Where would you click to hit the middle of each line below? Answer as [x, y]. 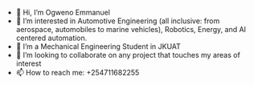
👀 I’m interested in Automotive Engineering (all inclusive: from [118, 21]
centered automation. [51, 38]
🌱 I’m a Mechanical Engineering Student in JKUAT [98, 47]
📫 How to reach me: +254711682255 [78, 73]
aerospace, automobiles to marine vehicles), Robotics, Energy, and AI [131, 29]
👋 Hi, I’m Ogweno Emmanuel [63, 12]
